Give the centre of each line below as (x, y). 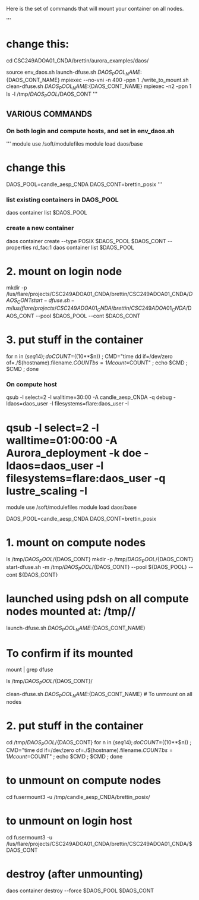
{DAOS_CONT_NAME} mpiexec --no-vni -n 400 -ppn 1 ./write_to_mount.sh (97, 80)
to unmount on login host (69, 821)
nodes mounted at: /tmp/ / (71, 611)
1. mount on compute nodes (76, 543)
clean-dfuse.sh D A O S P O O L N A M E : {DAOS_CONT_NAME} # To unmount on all (99, 695)
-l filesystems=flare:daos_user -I (89, 404)
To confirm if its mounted (70, 653)
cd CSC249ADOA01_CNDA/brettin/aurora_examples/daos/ (78, 60)
